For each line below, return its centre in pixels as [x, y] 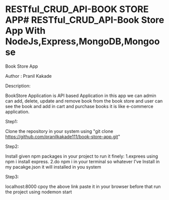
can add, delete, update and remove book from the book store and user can [84, 101]
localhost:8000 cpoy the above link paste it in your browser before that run [83, 186]
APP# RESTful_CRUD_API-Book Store [85, 20]
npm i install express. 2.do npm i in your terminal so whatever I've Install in [82, 161]
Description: [18, 86]
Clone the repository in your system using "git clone [59, 131]
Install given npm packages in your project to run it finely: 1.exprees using [82, 156]
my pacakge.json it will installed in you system [53, 167]
